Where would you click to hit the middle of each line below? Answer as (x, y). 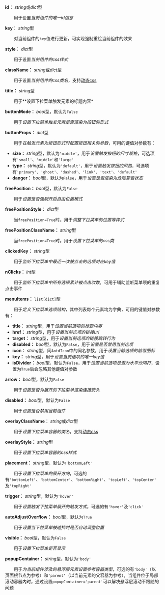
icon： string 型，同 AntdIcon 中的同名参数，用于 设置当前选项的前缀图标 (84, 351)
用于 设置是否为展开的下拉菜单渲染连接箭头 (56, 390)
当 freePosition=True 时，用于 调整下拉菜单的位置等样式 (69, 220)
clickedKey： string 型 (27, 251)
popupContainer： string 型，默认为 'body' (48, 559)
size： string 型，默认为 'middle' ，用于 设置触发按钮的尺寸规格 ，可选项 (83, 153)
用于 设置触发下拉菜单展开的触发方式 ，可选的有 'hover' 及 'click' (79, 507)
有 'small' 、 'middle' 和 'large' (43, 159)
